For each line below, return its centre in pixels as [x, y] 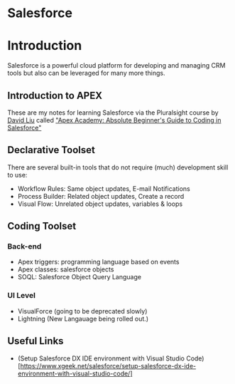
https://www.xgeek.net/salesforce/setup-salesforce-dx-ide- [108, 365]
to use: [17, 175]
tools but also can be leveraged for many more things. [86, 73]
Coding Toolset [42, 226]
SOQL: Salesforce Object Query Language [80, 277]
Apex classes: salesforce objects [66, 269]
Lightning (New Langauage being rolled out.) [83, 318]
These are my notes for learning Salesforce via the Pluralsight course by [113, 113]
